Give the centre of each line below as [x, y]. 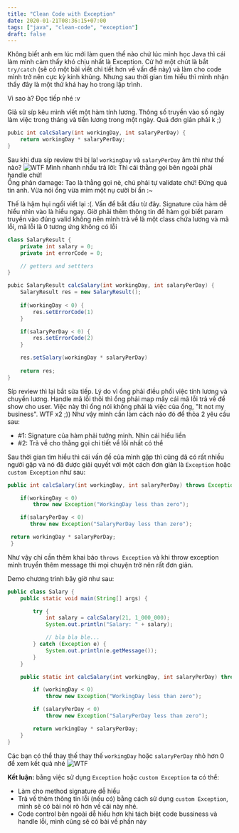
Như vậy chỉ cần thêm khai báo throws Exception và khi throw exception [113, 557]
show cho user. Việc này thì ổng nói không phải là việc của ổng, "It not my [116, 406]
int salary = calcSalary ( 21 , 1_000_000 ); [108, 618]
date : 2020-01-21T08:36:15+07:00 [57, 21]
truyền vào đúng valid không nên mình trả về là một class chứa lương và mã [118, 219]
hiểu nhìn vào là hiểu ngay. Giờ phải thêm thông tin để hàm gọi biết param [115, 211]
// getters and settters [57, 266]
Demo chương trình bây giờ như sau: [61, 578]
